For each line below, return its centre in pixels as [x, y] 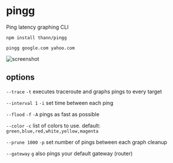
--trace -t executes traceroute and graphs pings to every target [84, 91]
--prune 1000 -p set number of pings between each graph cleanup [87, 142]
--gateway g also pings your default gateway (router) [69, 153]
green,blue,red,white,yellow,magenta [52, 131]
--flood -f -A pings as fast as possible [53, 114]
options [21, 77]
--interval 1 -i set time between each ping [60, 103]
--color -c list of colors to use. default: [53, 125]
